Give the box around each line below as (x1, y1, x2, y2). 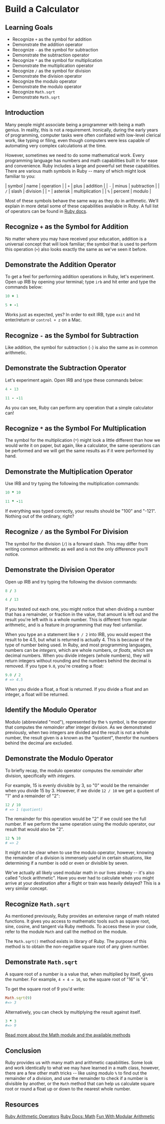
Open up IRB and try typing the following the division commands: (5, 579, 137, 585)
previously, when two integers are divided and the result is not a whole (5, 729, 149, 735)
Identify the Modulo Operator (5, 706, 97, 714)
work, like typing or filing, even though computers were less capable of (5, 137, 150, 143)
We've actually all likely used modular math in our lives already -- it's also (5, 870, 155, 876)
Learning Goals (5, 23, 53, 32)
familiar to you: (5, 173, 36, 179)
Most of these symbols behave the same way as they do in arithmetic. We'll (5, 197, 159, 203)
